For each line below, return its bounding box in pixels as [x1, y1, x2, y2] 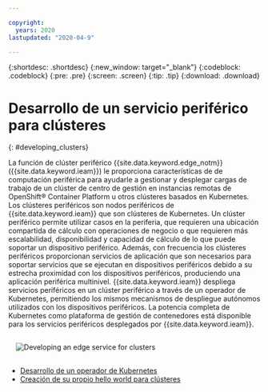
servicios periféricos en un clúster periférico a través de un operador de [8, 286, 246, 295]
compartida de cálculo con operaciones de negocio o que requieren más [8, 226, 249, 236]
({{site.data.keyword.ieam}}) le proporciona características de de [8, 166, 223, 176]
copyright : [8, 18, 45, 26]
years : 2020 [15, 26, 56, 34]
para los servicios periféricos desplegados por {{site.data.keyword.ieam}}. [8, 319, 254, 329]
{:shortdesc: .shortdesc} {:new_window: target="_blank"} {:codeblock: [8, 62, 242, 72]
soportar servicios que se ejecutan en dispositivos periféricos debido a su [8, 260, 253, 270]
